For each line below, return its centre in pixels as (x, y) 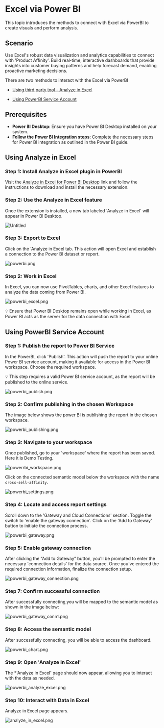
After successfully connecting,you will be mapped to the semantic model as (82, 602)
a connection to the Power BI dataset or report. (52, 254)
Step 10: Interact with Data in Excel (47, 700)
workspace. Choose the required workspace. (51, 367)
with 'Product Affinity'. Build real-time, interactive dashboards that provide (80, 60)
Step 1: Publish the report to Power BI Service (60, 346)
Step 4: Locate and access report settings (56, 504)
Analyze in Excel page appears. (37, 711)
